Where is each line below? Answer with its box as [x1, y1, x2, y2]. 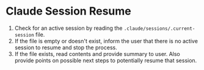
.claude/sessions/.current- [123, 26, 195, 32]
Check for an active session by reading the [14, 24, 123, 32]
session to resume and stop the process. [14, 44, 117, 51]
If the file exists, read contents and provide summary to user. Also [14, 50, 181, 57]
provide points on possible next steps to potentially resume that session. [14, 57, 197, 64]
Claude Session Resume [5, 4, 132, 18]
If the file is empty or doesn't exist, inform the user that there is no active [14, 37, 198, 44]
